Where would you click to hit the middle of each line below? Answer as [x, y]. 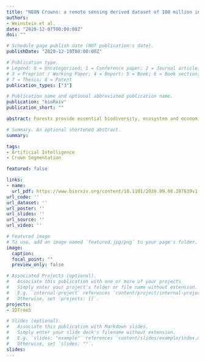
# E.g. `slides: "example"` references [60, 338]
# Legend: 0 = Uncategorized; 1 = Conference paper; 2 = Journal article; [103, 68]
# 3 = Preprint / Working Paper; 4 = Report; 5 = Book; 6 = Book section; [103, 74]
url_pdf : [23, 191]
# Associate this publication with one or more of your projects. [95, 282]
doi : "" [16, 35]
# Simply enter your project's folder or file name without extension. [102, 287]
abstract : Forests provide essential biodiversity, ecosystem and [92, 119]
